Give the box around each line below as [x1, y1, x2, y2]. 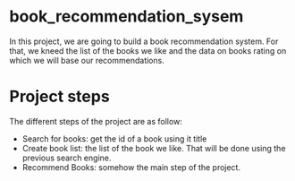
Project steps [9, 87, 110, 107]
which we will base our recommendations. [9, 55, 165, 65]
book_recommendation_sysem [9, 6, 244, 27]
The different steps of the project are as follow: [9, 116, 183, 126]
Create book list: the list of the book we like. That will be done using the [21, 142, 286, 153]
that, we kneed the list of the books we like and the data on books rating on [9, 45, 287, 56]
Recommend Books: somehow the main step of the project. [21, 161, 241, 172]
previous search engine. [21, 152, 112, 163]
